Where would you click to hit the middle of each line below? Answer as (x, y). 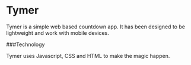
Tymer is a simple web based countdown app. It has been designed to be (96, 27)
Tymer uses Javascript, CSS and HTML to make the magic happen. (88, 56)
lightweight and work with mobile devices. (58, 32)
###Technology (26, 44)
